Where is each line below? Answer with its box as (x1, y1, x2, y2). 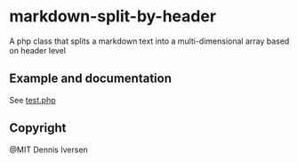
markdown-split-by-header (9, 6, 216, 27)
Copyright (9, 120, 67, 135)
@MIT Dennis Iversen (9, 144, 89, 155)
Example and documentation (9, 71, 172, 86)
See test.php (9, 94, 56, 105)
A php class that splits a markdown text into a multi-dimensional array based (9, 36, 290, 46)
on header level (9, 45, 67, 55)
